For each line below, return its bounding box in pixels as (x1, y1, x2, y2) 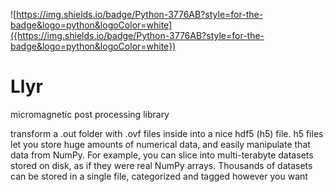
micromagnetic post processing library (10, 108, 170, 120)
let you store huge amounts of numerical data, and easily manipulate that (10, 138, 311, 150)
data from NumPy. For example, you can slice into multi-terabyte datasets (10, 149, 314, 161)
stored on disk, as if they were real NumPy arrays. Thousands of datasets (10, 159, 313, 171)
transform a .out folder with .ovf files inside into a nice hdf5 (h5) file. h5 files (10, 127, 324, 139)
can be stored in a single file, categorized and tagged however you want (10, 170, 308, 182)
